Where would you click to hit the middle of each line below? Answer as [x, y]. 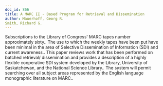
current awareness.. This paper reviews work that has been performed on [79, 52]
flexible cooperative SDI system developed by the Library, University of [76, 63]
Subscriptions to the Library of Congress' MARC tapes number [68, 37]
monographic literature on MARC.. [39, 78]
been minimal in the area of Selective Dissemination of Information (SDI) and [81, 47]
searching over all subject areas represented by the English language [74, 73]
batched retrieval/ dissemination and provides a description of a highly [76, 58]
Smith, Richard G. [24, 23]
